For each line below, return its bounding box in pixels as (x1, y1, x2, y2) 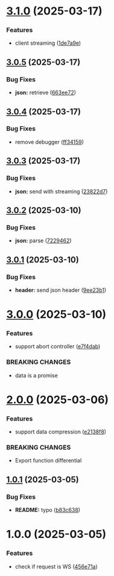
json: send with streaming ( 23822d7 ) (14, 187, 108, 195)
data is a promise (14, 372, 59, 379)
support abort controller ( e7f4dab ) (14, 343, 101, 350)
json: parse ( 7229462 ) (14, 237, 72, 244)
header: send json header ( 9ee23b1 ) (14, 286, 107, 294)
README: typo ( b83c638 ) (14, 506, 80, 514)
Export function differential (14, 457, 82, 464)
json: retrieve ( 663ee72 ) (14, 89, 77, 96)
